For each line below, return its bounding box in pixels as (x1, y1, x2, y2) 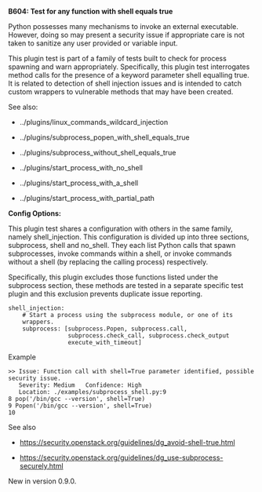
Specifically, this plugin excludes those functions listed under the (8, 272, 218, 282)
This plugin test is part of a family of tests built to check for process (8, 54, 227, 63)
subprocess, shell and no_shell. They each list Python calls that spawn (8, 241, 236, 250)
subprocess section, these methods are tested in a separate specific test (8, 281, 244, 290)
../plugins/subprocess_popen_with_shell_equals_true (19, 133, 190, 142)
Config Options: (8, 209, 61, 218)
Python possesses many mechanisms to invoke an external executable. (8, 22, 239, 31)
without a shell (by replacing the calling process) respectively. (8, 257, 209, 266)
